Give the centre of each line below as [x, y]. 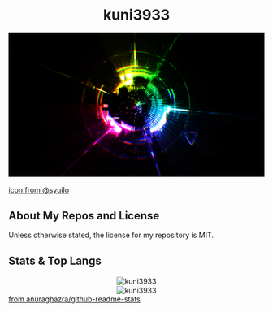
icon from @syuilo [39, 190]
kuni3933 [136, 15]
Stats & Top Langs [55, 260]
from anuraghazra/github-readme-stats [74, 299]
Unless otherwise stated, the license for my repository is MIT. [111, 235]
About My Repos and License [84, 216]
